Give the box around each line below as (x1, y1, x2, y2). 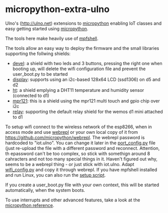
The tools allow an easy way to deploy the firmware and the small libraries (5, 45, 159, 51)
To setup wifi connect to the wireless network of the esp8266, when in (5, 124, 152, 130)
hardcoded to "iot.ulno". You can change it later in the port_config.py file (5, 140, 155, 146)
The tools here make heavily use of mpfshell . (5, 35, 98, 41)
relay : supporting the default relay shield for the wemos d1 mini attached (12, 109, 163, 115)
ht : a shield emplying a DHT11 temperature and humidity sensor (12, 87, 144, 93)
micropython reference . (5, 202, 54, 208)
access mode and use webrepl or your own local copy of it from (5, 129, 138, 135)
